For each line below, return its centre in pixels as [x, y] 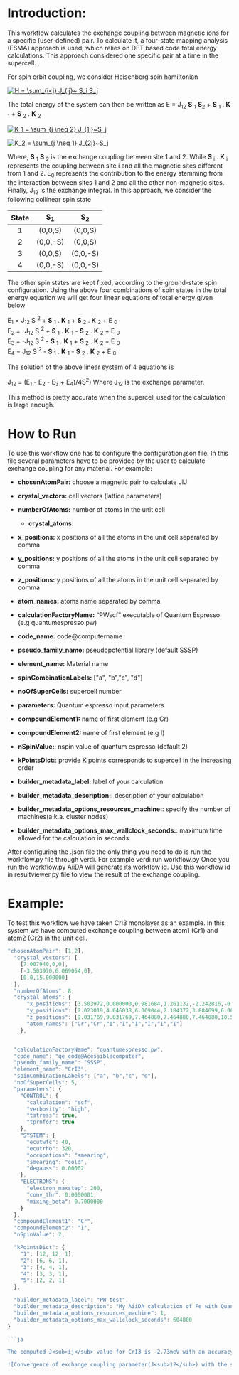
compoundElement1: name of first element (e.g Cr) [93, 719]
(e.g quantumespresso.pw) [57, 623]
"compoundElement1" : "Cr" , [54, 1221]
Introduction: [47, 13]
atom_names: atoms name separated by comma [89, 601]
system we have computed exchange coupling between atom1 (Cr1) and [113, 931]
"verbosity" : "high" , [58, 1109]
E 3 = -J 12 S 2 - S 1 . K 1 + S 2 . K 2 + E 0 [64, 341]
